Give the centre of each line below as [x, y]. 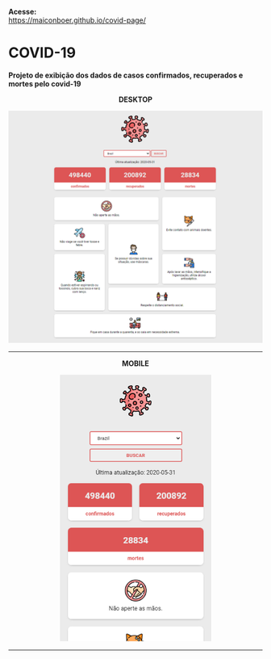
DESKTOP [135, 99]
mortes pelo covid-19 [45, 83]
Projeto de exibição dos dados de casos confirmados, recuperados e [126, 75]
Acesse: [23, 12]
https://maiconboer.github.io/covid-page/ [77, 20]
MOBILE [135, 363]
